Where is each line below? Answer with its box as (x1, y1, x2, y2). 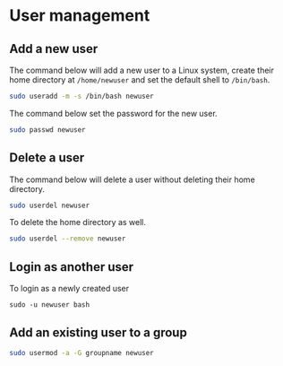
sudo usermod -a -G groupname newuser (9, 348, 154, 357)
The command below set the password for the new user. (9, 108, 218, 118)
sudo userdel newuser (9, 201, 90, 210)
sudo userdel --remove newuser (9, 234, 126, 243)
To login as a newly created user (9, 283, 130, 294)
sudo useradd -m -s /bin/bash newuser (9, 91, 154, 100)
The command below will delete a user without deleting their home (9, 174, 255, 185)
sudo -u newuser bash (9, 301, 90, 309)
